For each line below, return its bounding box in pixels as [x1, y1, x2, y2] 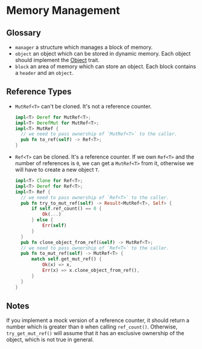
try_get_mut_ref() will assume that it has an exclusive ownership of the [6, 330, 185, 337]
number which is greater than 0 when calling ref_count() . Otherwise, [6, 323, 178, 330]
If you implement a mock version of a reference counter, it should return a [6, 317, 190, 324]
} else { [31, 217, 54, 223]
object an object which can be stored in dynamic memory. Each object [14, 50, 191, 57]
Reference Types [6, 87, 72, 97]
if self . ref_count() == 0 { [31, 206, 102, 212]
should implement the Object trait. [14, 57, 100, 63]
